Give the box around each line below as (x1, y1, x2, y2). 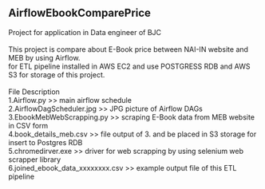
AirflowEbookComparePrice (8, 6, 152, 20)
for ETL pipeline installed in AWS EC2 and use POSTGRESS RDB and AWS (8, 61, 251, 71)
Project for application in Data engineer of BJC (8, 27, 162, 37)
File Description (8, 87, 60, 96)
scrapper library (8, 155, 61, 164)
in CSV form (8, 120, 49, 130)
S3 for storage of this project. (8, 69, 105, 79)
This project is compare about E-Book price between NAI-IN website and (8, 44, 249, 54)
